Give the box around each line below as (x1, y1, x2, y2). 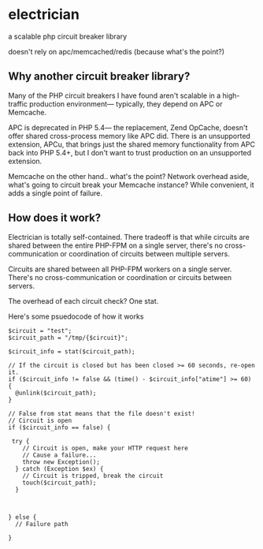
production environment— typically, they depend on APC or (28, 99, 223, 108)
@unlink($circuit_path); (15, 389, 97, 397)
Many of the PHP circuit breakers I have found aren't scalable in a (8, 91, 221, 100)
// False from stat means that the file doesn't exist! (8, 409, 195, 417)
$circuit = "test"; (8, 327, 72, 334)
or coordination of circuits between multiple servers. (60, 248, 230, 258)
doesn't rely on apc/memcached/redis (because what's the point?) (8, 47, 225, 56)
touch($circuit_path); (22, 479, 97, 487)
